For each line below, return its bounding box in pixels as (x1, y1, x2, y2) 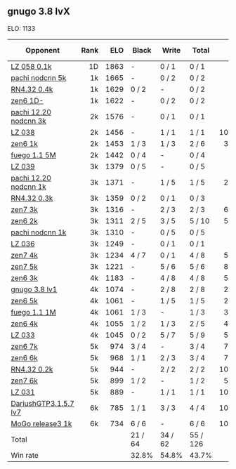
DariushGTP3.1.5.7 (11, 398, 75, 408)
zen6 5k (11, 296, 39, 305)
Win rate (11, 450, 39, 460)
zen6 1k (11, 138, 39, 148)
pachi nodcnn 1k (11, 227, 67, 237)
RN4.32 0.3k (11, 193, 53, 203)
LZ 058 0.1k (11, 61, 52, 71)
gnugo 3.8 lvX (7, 6, 70, 18)
